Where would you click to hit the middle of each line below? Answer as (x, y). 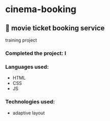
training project (21, 40)
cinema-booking (41, 9)
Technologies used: (30, 102)
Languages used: (27, 67)
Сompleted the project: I (36, 53)
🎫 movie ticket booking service (55, 28)
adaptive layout (29, 113)
